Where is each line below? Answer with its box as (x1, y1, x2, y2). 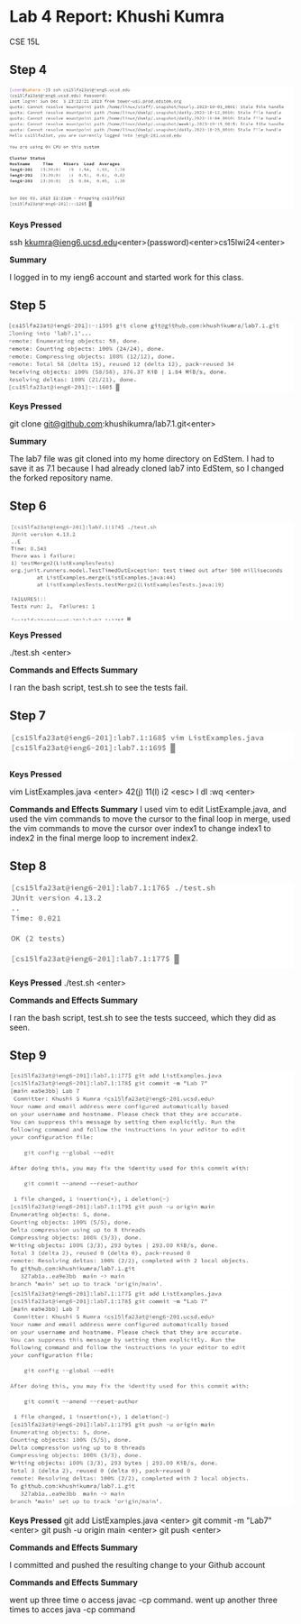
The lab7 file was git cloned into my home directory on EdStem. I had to (9, 453, 275, 463)
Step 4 (9, 62, 48, 78)
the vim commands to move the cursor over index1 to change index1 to (9, 822, 272, 833)
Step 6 (9, 499, 47, 514)
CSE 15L (9, 36, 41, 47)
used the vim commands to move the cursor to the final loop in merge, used (9, 813, 291, 824)
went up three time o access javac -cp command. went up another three (9, 1594, 278, 1605)
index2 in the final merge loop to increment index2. (9, 832, 198, 843)
